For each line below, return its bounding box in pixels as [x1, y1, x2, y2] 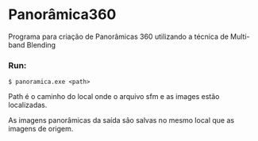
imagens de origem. [8, 124, 74, 134]
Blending [26, 40, 56, 49]
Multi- [229, 32, 250, 41]
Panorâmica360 [8, 6, 117, 24]
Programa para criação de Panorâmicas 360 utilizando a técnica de [8, 32, 229, 41]
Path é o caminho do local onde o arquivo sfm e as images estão [8, 92, 220, 101]
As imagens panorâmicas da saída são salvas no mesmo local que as [8, 116, 235, 125]
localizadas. [8, 101, 48, 110]
